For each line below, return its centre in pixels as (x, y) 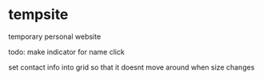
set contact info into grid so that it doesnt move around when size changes (131, 67)
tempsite (38, 15)
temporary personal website (55, 36)
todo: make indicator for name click (67, 51)
